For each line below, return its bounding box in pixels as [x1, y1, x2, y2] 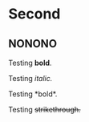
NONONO [8, 37, 58, 51]
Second [8, 5, 61, 23]
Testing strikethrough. [8, 105, 82, 114]
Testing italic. [8, 74, 53, 83]
